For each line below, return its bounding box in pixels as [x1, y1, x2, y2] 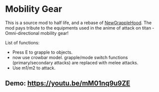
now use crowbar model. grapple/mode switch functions [12, 54, 128, 60]
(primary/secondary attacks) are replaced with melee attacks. [12, 60, 139, 65]
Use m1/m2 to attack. [12, 65, 56, 71]
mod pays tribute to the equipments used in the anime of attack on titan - [5, 25, 155, 31]
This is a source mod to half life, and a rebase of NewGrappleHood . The [5, 20, 152, 26]
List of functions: [5, 39, 40, 45]
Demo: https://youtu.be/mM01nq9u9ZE [5, 79, 130, 88]
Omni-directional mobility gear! [5, 30, 69, 36]
